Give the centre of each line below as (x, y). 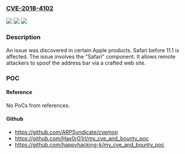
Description (23, 37)
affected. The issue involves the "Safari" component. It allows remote (91, 56)
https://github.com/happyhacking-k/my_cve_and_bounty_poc (90, 145)
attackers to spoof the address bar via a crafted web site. (76, 63)
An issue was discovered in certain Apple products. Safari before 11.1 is (93, 50)
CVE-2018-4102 (30, 8)
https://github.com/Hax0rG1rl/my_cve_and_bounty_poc (82, 138)
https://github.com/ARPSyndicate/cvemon (66, 132)
